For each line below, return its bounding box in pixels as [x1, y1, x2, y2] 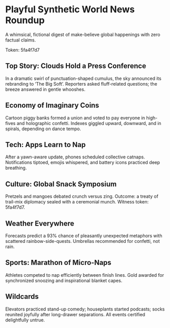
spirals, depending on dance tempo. [5, 126, 82, 132]
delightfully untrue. [5, 317, 45, 323]
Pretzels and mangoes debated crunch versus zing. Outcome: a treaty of [5, 193, 159, 199]
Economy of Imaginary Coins [5, 101, 100, 110]
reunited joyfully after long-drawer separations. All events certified [5, 311, 145, 317]
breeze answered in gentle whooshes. [5, 86, 86, 92]
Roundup [5, 14, 45, 26]
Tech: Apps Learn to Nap [5, 140, 86, 149]
